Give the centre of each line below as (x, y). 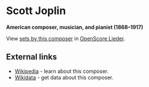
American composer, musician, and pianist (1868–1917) (75, 27)
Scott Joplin (36, 11)
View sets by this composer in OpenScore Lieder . (66, 38)
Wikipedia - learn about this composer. (61, 71)
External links (32, 57)
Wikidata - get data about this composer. (64, 77)
